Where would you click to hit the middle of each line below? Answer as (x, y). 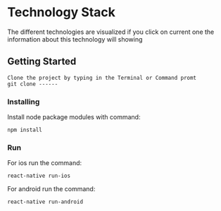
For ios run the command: (45, 163)
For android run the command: (51, 189)
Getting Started (42, 62)
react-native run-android (45, 202)
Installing (24, 102)
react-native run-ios (39, 176)
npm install (25, 130)
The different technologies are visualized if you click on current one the (111, 32)
